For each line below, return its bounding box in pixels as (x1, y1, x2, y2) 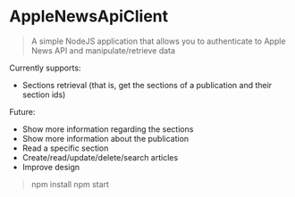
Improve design (21, 161, 80, 172)
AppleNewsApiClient (9, 6, 168, 27)
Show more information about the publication (21, 133, 190, 144)
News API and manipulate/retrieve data (30, 45, 176, 55)
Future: (9, 106, 36, 117)
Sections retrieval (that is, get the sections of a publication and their (21, 79, 273, 90)
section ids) (21, 89, 66, 100)
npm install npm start (30, 178, 110, 189)
